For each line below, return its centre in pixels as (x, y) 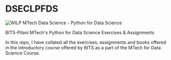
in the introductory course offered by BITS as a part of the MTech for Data (83, 47)
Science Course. (23, 53)
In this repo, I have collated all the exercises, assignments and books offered (86, 42)
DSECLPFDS (32, 9)
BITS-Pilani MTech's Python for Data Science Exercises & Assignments (80, 32)
